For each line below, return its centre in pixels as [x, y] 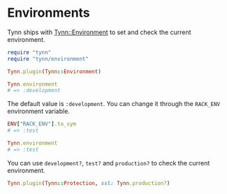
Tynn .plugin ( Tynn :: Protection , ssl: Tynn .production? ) [89, 183]
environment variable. [38, 111]
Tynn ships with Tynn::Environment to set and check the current [99, 32]
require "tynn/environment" [48, 59]
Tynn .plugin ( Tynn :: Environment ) [54, 71]
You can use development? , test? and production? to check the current [109, 163]
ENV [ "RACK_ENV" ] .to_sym [42, 124]
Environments [49, 13]
